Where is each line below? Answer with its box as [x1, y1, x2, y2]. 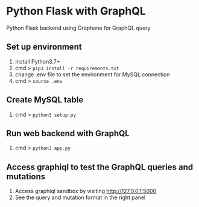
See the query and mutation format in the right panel [14, 194, 146, 201]
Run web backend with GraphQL [6, 128, 130, 139]
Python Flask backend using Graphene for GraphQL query [6, 24, 151, 31]
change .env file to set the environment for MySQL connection [14, 71, 170, 78]
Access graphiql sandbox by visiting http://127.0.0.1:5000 [14, 188, 157, 195]
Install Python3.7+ [14, 57, 60, 65]
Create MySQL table [6, 95, 84, 105]
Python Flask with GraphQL [6, 4, 147, 18]
